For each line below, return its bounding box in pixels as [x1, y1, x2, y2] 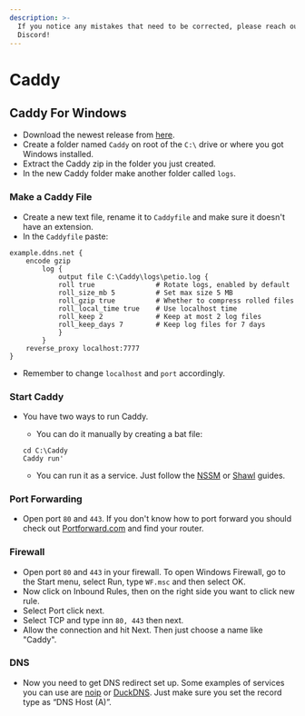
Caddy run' [22, 453, 64, 463]
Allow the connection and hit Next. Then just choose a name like [22, 624, 263, 635]
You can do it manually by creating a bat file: [35, 428, 202, 439]
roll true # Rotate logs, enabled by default [57, 280, 290, 289]
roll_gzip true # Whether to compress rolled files [57, 296, 295, 305]
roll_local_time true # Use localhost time [57, 303, 238, 313]
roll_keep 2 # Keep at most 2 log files [57, 312, 261, 321]
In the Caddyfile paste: [22, 231, 109, 242]
